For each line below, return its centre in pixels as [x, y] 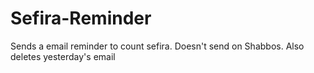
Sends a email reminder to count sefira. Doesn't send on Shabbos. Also [157, 46]
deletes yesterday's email [63, 56]
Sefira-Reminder [81, 18]
